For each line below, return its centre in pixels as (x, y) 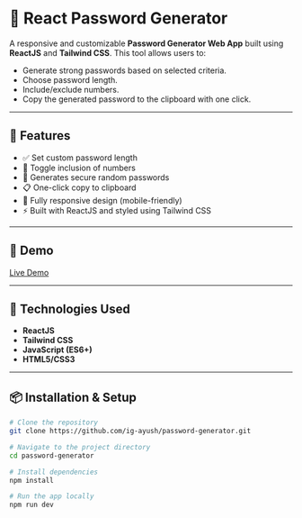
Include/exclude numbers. (71, 89)
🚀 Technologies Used (70, 309)
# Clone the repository (54, 423)
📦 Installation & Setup (73, 397)
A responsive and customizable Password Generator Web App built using (147, 43)
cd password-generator (52, 455)
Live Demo (29, 272)
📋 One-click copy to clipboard (79, 187)
